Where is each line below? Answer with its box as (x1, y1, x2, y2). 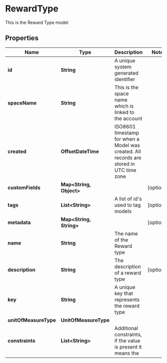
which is (114, 103, 134, 110)
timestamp (114, 129, 139, 136)
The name (114, 230, 138, 237)
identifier (114, 76, 136, 83)
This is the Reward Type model (5, 19, 69, 25)
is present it (114, 343, 142, 350)
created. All (114, 148, 141, 155)
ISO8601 (114, 123, 136, 130)
